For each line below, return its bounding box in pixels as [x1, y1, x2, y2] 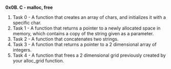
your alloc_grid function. [12, 58, 64, 63]
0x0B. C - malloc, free [5, 5, 53, 10]
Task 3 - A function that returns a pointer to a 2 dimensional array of [12, 41, 157, 48]
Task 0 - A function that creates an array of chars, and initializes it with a [12, 14, 166, 20]
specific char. [12, 20, 42, 26]
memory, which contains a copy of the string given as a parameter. [12, 31, 154, 36]
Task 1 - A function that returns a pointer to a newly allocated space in [12, 25, 161, 31]
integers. [12, 47, 32, 53]
